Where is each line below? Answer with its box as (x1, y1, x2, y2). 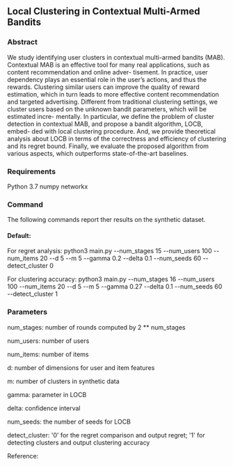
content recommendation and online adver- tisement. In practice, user (7, 67, 209, 76)
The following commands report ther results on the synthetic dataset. (7, 216, 206, 224)
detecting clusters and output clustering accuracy (7, 438, 150, 447)
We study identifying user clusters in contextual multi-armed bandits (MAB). (7, 53, 225, 61)
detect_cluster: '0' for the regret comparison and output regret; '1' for (7, 431, 205, 439)
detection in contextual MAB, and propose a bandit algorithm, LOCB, (7, 120, 203, 128)
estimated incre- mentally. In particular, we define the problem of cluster (7, 112, 214, 120)
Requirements (7, 166, 56, 176)
